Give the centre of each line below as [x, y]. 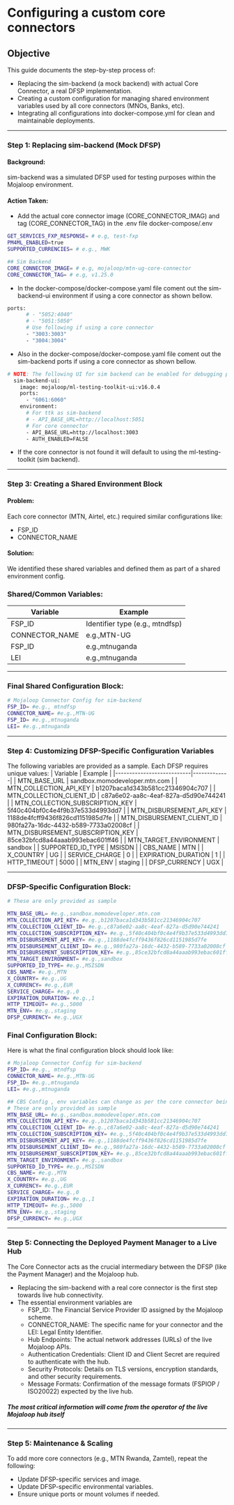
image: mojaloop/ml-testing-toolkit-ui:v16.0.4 [90, 387]
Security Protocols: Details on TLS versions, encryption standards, [123, 1369]
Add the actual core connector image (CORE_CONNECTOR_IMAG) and [118, 216]
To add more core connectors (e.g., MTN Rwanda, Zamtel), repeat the [107, 1458]
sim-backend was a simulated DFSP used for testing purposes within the [111, 177]
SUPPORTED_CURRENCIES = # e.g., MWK [59, 249]
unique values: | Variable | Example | [60, 773]
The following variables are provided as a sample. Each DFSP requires [108, 766]
